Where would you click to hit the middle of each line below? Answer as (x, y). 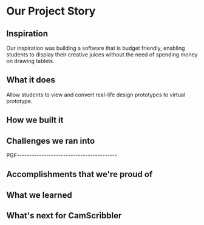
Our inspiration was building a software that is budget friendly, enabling (96, 48)
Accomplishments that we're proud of (80, 174)
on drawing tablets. (30, 61)
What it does (31, 80)
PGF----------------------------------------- (62, 155)
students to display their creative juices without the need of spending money (102, 55)
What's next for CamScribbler (64, 216)
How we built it (35, 120)
